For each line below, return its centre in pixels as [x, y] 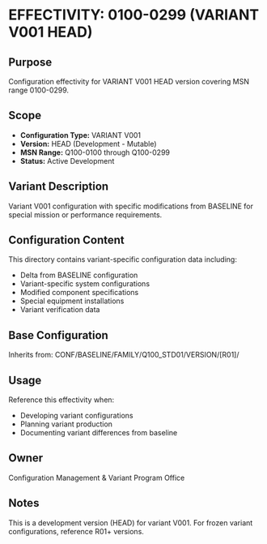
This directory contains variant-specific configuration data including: [123, 259]
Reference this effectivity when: [61, 400]
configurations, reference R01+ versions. [76, 531]
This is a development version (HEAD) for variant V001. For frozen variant [131, 523]
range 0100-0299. [39, 90]
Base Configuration [59, 335]
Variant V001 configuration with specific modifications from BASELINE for [131, 206]
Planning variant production [66, 424]
